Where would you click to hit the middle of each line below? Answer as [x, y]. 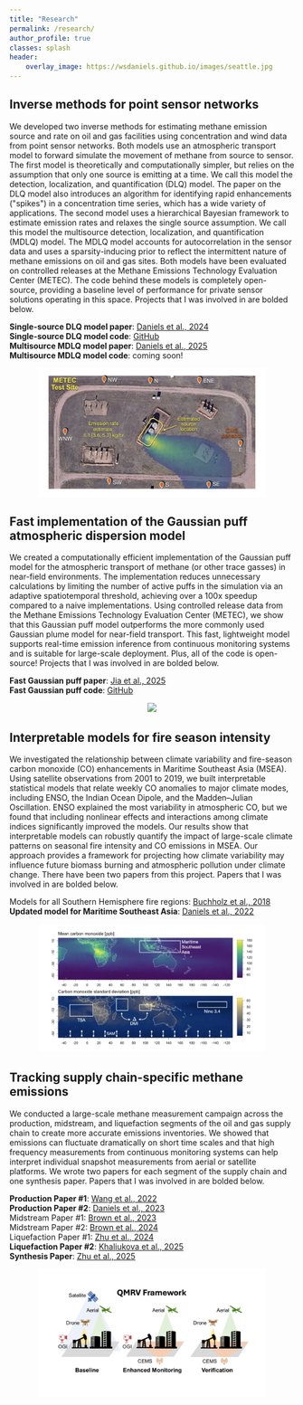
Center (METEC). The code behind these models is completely [126, 280]
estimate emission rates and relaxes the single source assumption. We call [148, 223]
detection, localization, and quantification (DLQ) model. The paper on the [146, 184]
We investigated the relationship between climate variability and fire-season [151, 759]
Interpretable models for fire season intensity [140, 737]
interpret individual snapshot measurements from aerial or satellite [133, 1162]
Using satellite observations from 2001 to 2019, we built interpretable [137, 779]
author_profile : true [50, 38]
